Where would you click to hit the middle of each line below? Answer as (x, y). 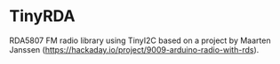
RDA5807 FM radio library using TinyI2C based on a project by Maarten (140, 40)
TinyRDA (42, 16)
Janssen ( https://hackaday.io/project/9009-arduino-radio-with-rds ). (134, 49)
